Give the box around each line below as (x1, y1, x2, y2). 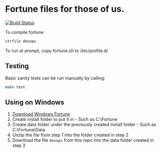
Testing (5, 62, 29, 70)
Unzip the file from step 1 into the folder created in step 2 (12, 132, 128, 138)
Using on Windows (5, 98, 65, 106)
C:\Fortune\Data (12, 127, 45, 133)
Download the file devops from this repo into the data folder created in (12, 137, 154, 143)
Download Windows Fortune (12, 111, 70, 117)
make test (5, 85, 26, 90)
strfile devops (5, 38, 37, 44)
